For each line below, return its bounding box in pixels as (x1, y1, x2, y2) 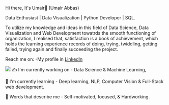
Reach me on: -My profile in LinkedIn (5, 56, 83, 62)
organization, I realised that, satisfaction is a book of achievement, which (5, 36, 158, 41)
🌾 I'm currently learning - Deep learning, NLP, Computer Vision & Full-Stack (5, 78, 164, 84)
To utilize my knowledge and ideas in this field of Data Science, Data (5, 24, 149, 31)
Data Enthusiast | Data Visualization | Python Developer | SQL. (5, 15, 136, 20)
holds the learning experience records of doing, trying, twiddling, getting (5, 41, 158, 47)
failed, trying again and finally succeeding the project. (5, 46, 119, 52)
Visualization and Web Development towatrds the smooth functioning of (5, 30, 156, 36)
